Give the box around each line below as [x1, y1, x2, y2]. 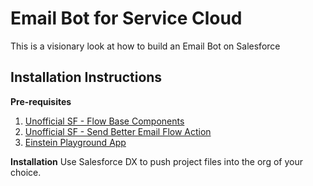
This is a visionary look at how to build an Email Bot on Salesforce [10, 40, 281, 52]
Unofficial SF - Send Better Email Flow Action [24, 125, 212, 137]
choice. [10, 166, 42, 178]
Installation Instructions [10, 69, 163, 86]
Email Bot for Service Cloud [10, 7, 243, 30]
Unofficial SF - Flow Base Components [24, 115, 185, 127]
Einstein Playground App [24, 136, 127, 148]
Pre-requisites [10, 95, 72, 107]
